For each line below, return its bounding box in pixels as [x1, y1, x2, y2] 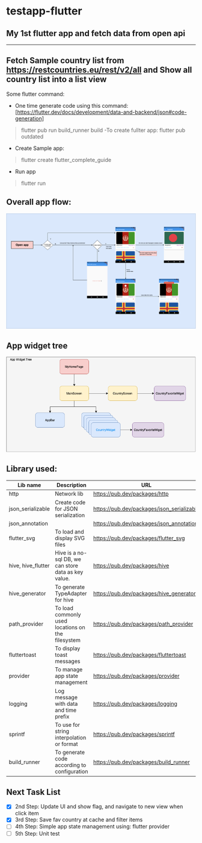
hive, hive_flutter [8, 562, 50, 570]
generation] [14, 114, 44, 122]
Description [56, 482, 87, 489]
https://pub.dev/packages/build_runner [93, 758, 191, 765]
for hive [55, 596, 74, 603]
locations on [55, 623, 85, 630]
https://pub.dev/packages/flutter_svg [93, 535, 185, 542]
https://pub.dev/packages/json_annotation [93, 520, 198, 527]
